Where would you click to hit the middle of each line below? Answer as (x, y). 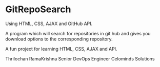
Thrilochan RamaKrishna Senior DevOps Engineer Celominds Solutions (80, 59)
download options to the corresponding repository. (59, 39)
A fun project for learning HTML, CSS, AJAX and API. (61, 49)
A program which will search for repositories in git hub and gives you (78, 33)
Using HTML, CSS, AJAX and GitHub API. (49, 24)
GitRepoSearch (38, 9)
